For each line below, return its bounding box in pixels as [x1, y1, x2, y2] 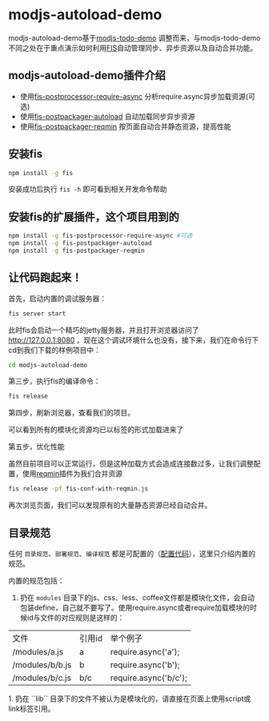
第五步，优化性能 [8, 442, 65, 451]
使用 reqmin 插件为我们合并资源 [22, 469, 122, 479]
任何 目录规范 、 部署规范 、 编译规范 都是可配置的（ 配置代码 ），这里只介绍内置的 [8, 549, 256, 558]
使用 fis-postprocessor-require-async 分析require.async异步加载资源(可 [19, 91, 256, 101]
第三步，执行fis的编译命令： [8, 376, 101, 386]
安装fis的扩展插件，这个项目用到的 [8, 210, 179, 223]
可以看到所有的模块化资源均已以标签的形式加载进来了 [8, 425, 184, 435]
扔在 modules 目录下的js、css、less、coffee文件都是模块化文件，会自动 [19, 593, 255, 602]
